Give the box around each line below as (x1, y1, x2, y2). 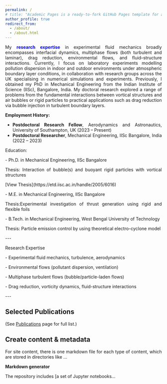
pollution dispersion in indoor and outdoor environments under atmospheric (5, 65, 162, 71)
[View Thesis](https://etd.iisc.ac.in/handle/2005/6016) (5, 182, 116, 188)
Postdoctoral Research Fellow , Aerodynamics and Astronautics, (12, 122, 162, 128)
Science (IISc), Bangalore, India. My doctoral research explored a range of (5, 87, 162, 92)
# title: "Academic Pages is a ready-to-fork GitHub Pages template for (5, 12, 159, 17)
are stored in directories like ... (5, 354, 68, 360)
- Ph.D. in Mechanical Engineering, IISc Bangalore (5, 157, 107, 163)
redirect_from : (5, 21, 37, 26)
